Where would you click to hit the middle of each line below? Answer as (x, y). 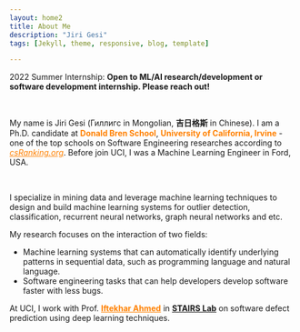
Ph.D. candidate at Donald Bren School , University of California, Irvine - (146, 134)
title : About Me (40, 26)
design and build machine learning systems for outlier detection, (130, 207)
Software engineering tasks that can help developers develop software (155, 281)
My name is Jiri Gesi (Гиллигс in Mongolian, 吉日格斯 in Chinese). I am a (145, 123)
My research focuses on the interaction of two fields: (109, 235)
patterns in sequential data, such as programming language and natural (156, 262)
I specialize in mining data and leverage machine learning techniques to (143, 197)
